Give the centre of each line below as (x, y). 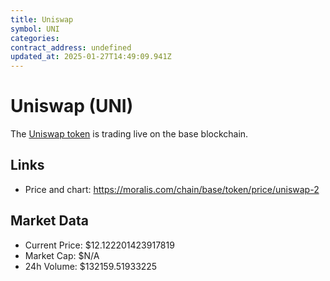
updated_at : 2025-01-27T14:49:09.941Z (91, 57)
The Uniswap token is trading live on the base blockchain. (129, 134)
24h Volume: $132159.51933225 (91, 266)
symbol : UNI (35, 29)
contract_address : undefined (71, 47)
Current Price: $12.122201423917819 (99, 245)
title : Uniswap (42, 19)
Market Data (49, 221)
